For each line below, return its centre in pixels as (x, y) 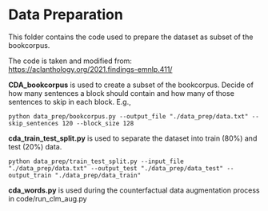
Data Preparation (66, 15)
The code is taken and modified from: (70, 61)
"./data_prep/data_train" (98, 175)
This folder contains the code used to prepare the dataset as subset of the (131, 37)
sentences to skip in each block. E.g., (70, 102)
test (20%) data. (35, 146)
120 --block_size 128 (98, 123)
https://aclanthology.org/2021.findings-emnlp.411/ (90, 69)
